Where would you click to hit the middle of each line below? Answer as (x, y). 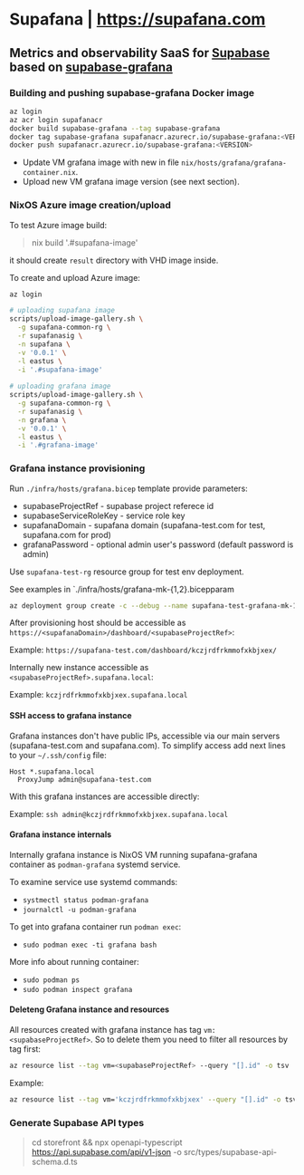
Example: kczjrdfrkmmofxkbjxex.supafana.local (99, 695)
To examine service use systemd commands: (94, 881)
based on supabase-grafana (91, 67)
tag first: (25, 1049)
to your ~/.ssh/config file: (58, 755)
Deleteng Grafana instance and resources (90, 1009)
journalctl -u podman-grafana (80, 910)
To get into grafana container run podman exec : (95, 926)
